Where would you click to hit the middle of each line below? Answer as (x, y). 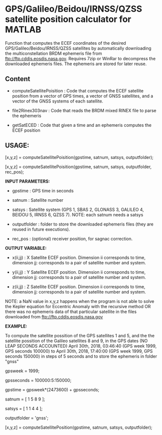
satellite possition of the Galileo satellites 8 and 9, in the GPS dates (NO (76, 341)
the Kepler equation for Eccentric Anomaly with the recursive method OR (78, 306)
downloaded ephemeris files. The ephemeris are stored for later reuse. (76, 64)
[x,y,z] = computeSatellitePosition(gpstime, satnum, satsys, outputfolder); (79, 427)
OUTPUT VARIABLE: (26, 248)
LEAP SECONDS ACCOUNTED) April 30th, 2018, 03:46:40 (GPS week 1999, (81, 346)
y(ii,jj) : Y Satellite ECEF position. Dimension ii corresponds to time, (79, 272)
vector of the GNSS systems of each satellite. (58, 101)
